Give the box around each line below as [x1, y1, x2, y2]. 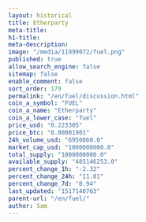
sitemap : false [8, 70, 58, 78]
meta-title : [8, 26, 47, 34]
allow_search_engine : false [8, 63, 101, 71]
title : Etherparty [8, 19, 69, 27]
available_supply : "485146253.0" [8, 158, 118, 166]
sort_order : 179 [8, 84, 62, 93]
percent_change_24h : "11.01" [8, 172, 104, 181]
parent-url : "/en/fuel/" [8, 194, 90, 202]
